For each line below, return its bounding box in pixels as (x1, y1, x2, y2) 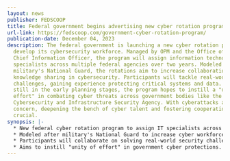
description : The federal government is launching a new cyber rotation (7, 42, 219, 49)
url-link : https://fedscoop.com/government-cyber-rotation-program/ (7, 29, 207, 36)
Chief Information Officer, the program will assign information (13, 55, 204, 62)
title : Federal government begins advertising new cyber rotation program (7, 23, 225, 29)
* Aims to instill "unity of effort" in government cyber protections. (13, 144, 222, 151)
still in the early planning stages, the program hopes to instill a (13, 86, 216, 93)
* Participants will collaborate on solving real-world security (13, 138, 204, 145)
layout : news (7, 10, 44, 17)
